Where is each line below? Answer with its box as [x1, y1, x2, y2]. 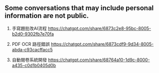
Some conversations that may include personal [4, 4, 154, 12]
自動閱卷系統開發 [11, 57, 47, 63]
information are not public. [4, 12, 89, 20]
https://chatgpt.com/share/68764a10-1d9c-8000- [48, 57, 150, 63]
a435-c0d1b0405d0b [11, 62, 56, 68]
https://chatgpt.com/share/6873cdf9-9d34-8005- [51, 41, 154, 47]
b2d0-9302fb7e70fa [11, 31, 54, 36]
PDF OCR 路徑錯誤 [11, 41, 50, 47]
